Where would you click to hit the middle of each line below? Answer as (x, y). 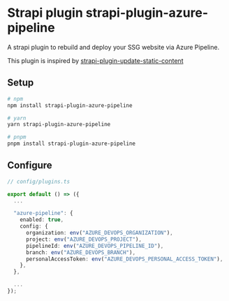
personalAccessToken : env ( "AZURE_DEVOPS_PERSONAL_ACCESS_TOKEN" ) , (124, 259)
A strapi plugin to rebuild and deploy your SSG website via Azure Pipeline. (113, 47)
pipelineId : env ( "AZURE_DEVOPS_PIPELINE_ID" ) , (95, 246)
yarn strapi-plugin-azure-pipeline (59, 125)
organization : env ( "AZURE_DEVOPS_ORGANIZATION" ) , (99, 233)
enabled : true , (42, 220)
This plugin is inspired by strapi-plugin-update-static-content (95, 60)
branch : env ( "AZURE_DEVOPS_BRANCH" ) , (81, 252)
